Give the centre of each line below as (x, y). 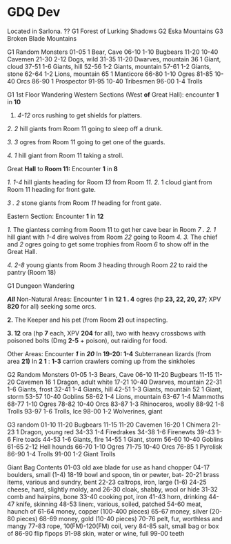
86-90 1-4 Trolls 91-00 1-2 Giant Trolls (61, 454)
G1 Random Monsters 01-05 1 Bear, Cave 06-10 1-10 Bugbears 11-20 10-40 (113, 52)
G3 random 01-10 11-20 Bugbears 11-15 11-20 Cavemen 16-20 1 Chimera (109, 425)
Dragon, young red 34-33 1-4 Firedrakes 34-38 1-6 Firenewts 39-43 (118, 431)
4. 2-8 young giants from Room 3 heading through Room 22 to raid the (108, 265)
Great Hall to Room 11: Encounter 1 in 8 (63, 168)
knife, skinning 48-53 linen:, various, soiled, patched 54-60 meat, (109, 504)
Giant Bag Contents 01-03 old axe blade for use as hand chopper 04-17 (109, 467)
